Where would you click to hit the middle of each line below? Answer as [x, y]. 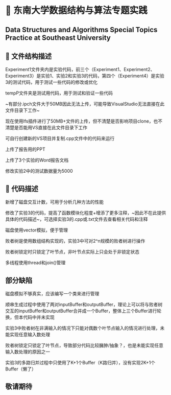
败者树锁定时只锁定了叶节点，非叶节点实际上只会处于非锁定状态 [72, 252]
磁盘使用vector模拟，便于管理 [36, 230]
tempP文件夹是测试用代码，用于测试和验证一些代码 [59, 93]
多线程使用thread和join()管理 [35, 263]
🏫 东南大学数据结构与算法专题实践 [77, 10]
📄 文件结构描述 [29, 56]
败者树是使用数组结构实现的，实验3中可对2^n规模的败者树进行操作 [75, 241]
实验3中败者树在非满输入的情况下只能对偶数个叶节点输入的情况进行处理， [83, 328]
